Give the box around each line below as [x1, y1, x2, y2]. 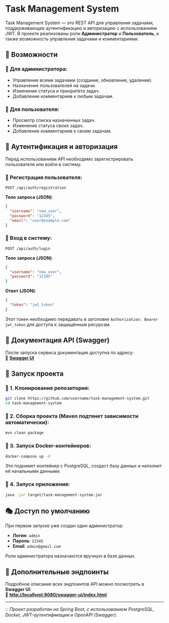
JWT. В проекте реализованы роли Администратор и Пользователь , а [5, 30, 159, 36]
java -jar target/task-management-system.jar [5, 492, 102, 497]
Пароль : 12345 [12, 538, 44, 544]
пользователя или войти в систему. [5, 161, 82, 167]
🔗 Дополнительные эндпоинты [5, 568, 109, 576]
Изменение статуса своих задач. [12, 122, 84, 129]
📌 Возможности [5, 50, 58, 59]
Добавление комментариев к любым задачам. [12, 93, 114, 99]
